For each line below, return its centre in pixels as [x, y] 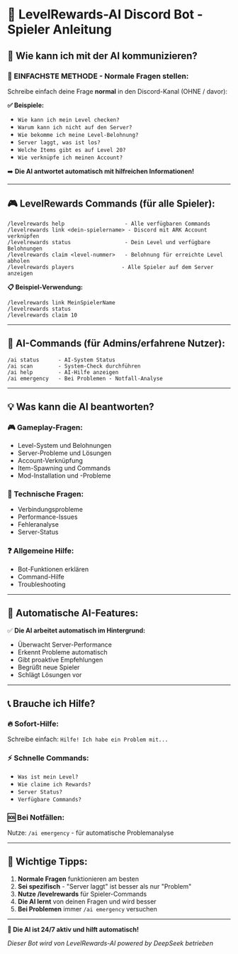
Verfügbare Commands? [49, 799]
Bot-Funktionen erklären [53, 569]
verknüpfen [23, 236]
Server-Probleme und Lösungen [64, 453]
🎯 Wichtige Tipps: [47, 862]
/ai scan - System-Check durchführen [74, 366]
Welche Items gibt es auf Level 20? [72, 150]
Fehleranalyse [38, 525]
